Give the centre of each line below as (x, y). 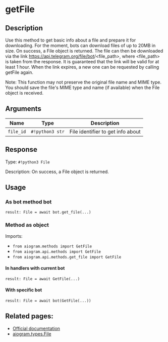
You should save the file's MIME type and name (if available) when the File (82, 88)
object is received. (24, 93)
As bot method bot (29, 202)
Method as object (27, 225)
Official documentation (36, 328)
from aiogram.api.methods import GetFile (57, 251)
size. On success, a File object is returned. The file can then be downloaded (84, 51)
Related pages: (30, 316)
